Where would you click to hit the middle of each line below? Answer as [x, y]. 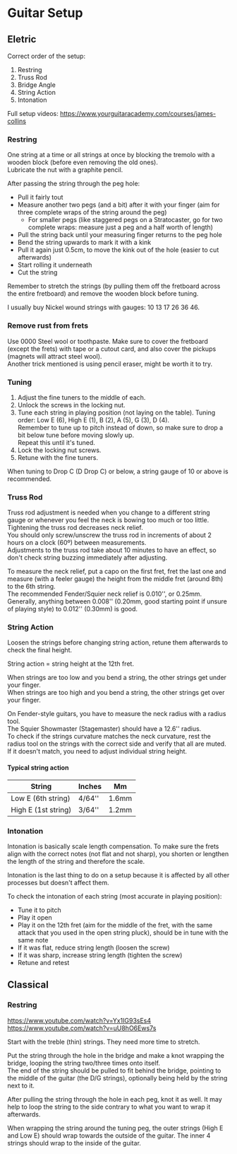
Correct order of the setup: [47, 56]
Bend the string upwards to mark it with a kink [84, 243]
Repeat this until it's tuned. [56, 442]
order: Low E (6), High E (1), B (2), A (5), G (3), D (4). [93, 420]
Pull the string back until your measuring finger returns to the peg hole [120, 235]
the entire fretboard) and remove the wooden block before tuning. [103, 294]
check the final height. [40, 650]
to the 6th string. [31, 587]
